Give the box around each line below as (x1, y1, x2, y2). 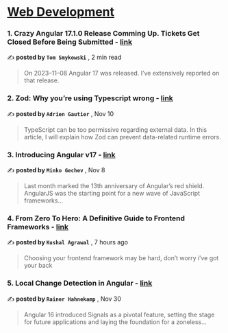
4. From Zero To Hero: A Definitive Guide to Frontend (7, 214, 185, 223)
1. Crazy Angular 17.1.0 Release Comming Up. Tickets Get (7, 29, 200, 38)
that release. (23, 76, 60, 84)
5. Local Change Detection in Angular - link (7, 279, 153, 288)
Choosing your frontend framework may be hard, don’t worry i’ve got (23, 254, 219, 262)
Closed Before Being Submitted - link (7, 37, 132, 47)
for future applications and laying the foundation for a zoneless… (23, 317, 207, 326)
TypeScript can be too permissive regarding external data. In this (23, 125, 207, 134)
